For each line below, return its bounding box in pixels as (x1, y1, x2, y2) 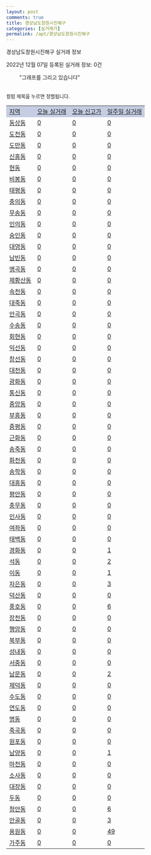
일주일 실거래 (107, 107, 142, 116)
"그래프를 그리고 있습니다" (19, 74, 81, 81)
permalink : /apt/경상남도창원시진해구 (6, 31, 90, 37)
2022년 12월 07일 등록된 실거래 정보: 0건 (6, 61, 103, 68)
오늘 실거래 (36, 107, 67, 116)
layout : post (6, 8, 39, 15)
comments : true (6, 14, 44, 20)
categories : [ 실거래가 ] (6, 25, 61, 32)
